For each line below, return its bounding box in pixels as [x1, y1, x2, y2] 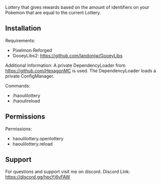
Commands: [5, 82, 31, 88]
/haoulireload [12, 98, 40, 104]
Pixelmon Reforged [12, 47, 52, 53]
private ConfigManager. [5, 73, 54, 79]
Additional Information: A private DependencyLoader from [5, 62, 126, 68]
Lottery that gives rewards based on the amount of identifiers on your [5, 5, 149, 10]
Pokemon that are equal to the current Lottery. [5, 10, 101, 16]
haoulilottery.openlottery [12, 135, 64, 141]
